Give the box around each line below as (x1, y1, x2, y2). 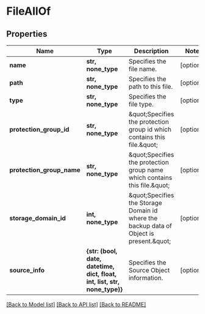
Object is (128, 230, 154, 237)
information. (128, 274, 164, 282)
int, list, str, (86, 277, 120, 286)
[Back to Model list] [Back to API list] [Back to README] (6, 301, 146, 308)
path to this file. (128, 83, 173, 91)
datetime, (86, 262, 115, 271)
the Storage (128, 199, 163, 207)
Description (134, 47, 169, 55)
